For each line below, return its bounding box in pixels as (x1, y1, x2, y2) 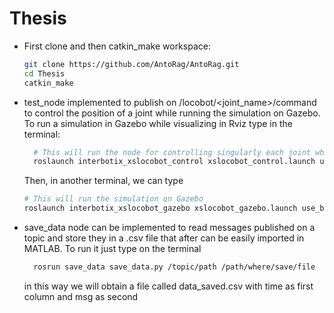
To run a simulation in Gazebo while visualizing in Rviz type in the (23, 117, 293, 129)
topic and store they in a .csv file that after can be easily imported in (23, 232, 305, 244)
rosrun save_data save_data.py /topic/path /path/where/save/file (33, 262, 316, 272)
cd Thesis (23, 68, 66, 79)
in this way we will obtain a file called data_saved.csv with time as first (23, 280, 314, 292)
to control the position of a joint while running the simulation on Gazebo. (23, 107, 321, 119)
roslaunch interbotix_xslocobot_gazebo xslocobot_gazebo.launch (23, 203, 298, 214)
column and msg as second (23, 290, 139, 302)
